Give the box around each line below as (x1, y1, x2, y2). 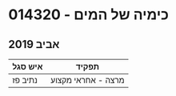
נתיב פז (12, 74, 38, 86)
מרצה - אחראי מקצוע (50, 74, 126, 86)
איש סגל (12, 62, 43, 72)
